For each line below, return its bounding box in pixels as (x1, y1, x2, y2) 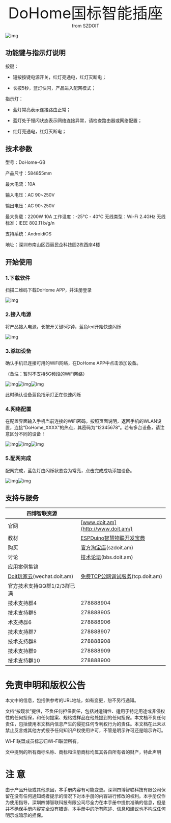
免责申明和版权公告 (5, 680, 86, 691)
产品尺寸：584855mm (5, 170, 52, 176)
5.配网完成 (5, 455, 32, 462)
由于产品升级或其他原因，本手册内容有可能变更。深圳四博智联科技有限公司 (5, 787, 161, 793)
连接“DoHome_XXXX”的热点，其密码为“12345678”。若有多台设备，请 (14, 424, 160, 431)
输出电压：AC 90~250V (5, 202, 55, 209)
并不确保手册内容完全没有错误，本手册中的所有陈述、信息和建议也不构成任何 (5, 806, 166, 812)
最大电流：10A (5, 181, 36, 187)
